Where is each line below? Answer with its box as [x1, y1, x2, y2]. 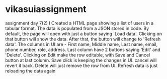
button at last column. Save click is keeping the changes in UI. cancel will [5, 57, 157, 63]
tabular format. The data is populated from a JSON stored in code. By [5, 25, 149, 31]
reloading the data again [5, 67, 56, 73]
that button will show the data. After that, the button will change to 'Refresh [5, 36, 161, 42]
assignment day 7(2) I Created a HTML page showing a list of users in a [5, 20, 154, 26]
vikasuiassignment [5, 3, 87, 15]
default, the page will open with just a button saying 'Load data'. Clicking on [5, 30, 162, 36]
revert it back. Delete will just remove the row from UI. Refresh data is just [5, 62, 158, 68]
